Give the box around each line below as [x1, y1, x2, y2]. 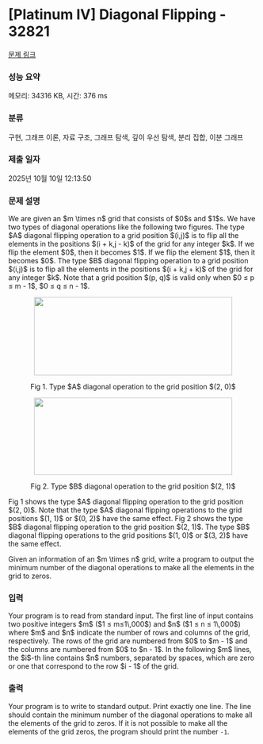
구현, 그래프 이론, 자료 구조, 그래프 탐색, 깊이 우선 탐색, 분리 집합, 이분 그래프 [8, 132, 244, 142]
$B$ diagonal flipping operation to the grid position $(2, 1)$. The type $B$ [8, 522, 250, 532]
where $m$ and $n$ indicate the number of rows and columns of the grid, [8, 628, 251, 638]
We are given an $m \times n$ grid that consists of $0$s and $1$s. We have [8, 214, 256, 224]
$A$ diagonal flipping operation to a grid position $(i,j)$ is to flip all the [8, 231, 239, 240]
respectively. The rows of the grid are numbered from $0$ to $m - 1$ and [8, 636, 248, 646]
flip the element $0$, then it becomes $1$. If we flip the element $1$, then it [8, 247, 256, 257]
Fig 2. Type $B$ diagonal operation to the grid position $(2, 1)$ [30, 481, 236, 491]
